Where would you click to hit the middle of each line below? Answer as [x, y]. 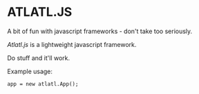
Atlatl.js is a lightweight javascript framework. [72, 44]
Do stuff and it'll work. [39, 58]
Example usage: [30, 71]
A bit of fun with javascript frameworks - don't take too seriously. [100, 31]
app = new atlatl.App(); [43, 84]
